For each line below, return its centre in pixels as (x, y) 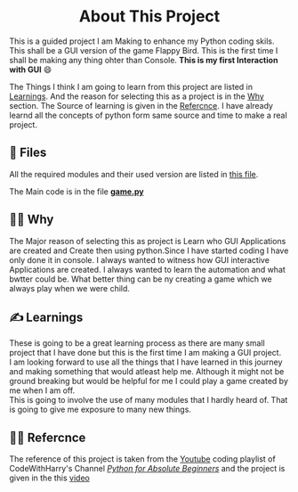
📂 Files (28, 153)
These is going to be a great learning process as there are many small (137, 343)
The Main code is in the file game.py (77, 191)
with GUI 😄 (31, 70)
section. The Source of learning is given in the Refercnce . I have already (141, 105)
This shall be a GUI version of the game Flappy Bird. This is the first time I (144, 50)
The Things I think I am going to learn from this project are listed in (131, 86)
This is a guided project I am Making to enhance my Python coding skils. (142, 41)
